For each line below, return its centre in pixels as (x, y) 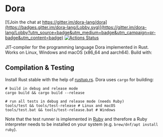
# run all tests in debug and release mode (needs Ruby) (65, 101)
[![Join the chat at (23, 22)
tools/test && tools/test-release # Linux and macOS (60, 106)
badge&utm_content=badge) (34, 38)
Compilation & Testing (40, 68)
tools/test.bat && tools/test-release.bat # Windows (60, 110)
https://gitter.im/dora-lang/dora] (75, 22)
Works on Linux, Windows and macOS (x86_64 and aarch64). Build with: (79, 52)
